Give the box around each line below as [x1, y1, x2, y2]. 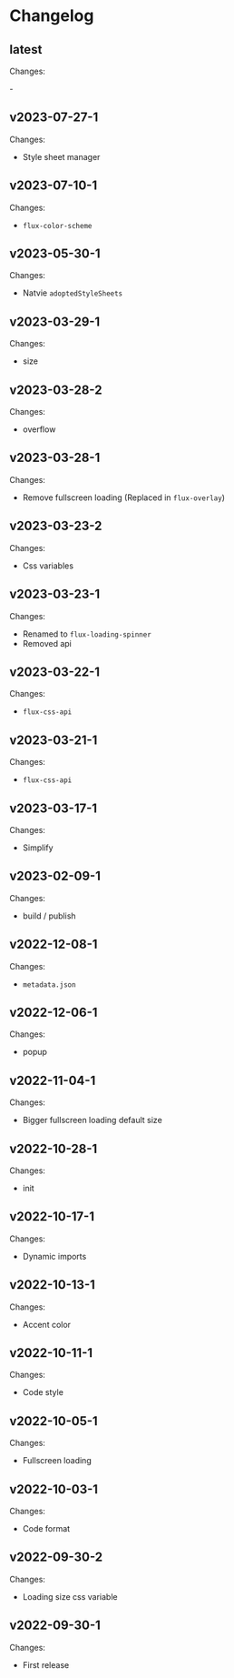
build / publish [22, 910, 76, 921]
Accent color [22, 1319, 71, 1330]
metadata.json [22, 980, 76, 990]
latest [9, 42, 43, 57]
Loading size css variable [22, 1591, 118, 1602]
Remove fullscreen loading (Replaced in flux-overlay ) [22, 492, 225, 503]
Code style [22, 1387, 63, 1398]
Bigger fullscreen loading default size [22, 1115, 163, 1126]
